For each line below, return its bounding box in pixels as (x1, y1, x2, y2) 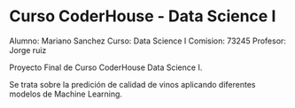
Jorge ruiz (9, 44, 47, 55)
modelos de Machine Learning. (9, 89, 122, 99)
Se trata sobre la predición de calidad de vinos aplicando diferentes (9, 79, 256, 89)
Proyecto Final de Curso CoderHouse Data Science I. (9, 62, 203, 73)
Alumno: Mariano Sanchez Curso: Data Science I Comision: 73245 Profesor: (9, 35, 286, 46)
